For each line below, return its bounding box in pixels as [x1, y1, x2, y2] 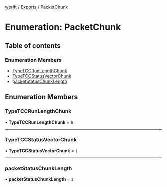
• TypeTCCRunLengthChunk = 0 [5, 119, 73, 125]
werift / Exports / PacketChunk [5, 4, 68, 10]
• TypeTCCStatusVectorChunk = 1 [5, 147, 78, 154]
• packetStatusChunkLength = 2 [5, 176, 74, 182]
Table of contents [5, 41, 61, 50]
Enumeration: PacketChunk [5, 22, 121, 33]
